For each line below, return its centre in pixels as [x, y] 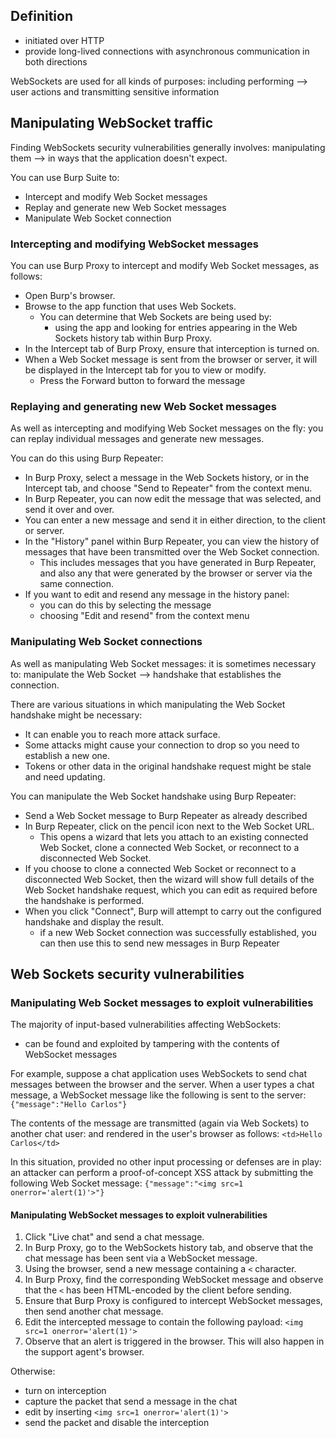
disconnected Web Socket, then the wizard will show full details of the [169, 879]
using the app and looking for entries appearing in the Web [176, 327]
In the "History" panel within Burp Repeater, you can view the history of [172, 541]
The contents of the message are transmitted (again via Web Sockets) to [160, 1123]
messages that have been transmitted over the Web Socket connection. [172, 552]
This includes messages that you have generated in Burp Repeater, [178, 563]
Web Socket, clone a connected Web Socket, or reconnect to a [169, 847]
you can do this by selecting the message [125, 605]
